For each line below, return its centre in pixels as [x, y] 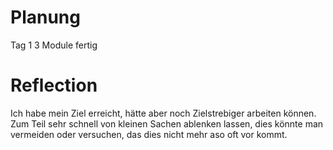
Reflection [54, 85]
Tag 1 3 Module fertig [54, 45]
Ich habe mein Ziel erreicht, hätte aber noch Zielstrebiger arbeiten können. [163, 113]
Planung [45, 17]
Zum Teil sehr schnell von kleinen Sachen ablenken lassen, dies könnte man [167, 123]
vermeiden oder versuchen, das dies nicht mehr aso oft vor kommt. [149, 134]
